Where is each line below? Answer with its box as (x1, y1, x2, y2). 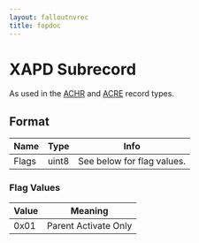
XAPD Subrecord (9, 59, 137, 80)
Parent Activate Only (47, 219, 133, 232)
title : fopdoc (9, 21, 62, 30)
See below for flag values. (78, 156, 187, 168)
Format (9, 114, 50, 129)
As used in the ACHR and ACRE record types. (9, 88, 175, 99)
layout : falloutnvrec (9, 12, 89, 22)
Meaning (70, 204, 109, 216)
